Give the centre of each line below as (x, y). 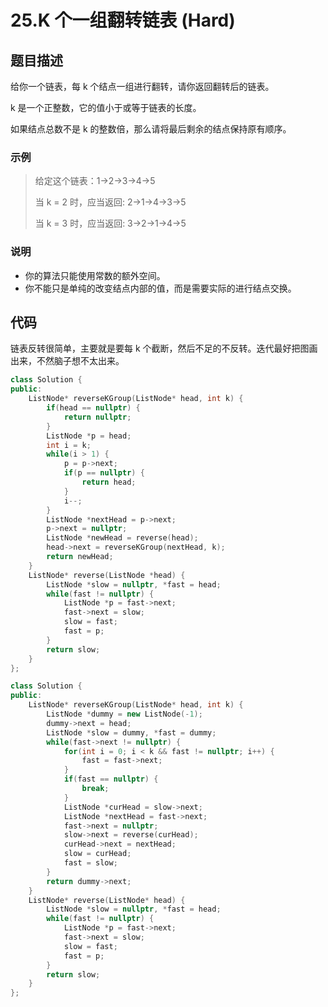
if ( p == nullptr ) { (104, 473)
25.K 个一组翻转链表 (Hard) (123, 20)
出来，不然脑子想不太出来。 (67, 361)
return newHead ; (80, 557)
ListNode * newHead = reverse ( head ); (122, 538)
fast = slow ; (90, 863)
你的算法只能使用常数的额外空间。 (95, 275)
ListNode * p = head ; (89, 436)
